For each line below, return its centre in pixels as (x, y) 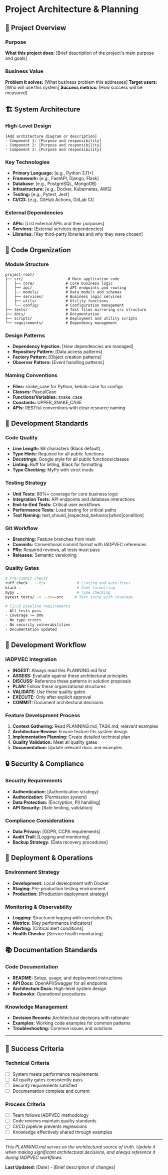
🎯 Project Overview (36, 28)
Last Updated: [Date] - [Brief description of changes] (60, 1167)
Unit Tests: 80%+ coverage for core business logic (65, 494)
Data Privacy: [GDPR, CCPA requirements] (56, 831)
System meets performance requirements (55, 1074)
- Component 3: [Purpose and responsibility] (53, 149)
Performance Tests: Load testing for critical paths (64, 510)
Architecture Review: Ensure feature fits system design (70, 731)
